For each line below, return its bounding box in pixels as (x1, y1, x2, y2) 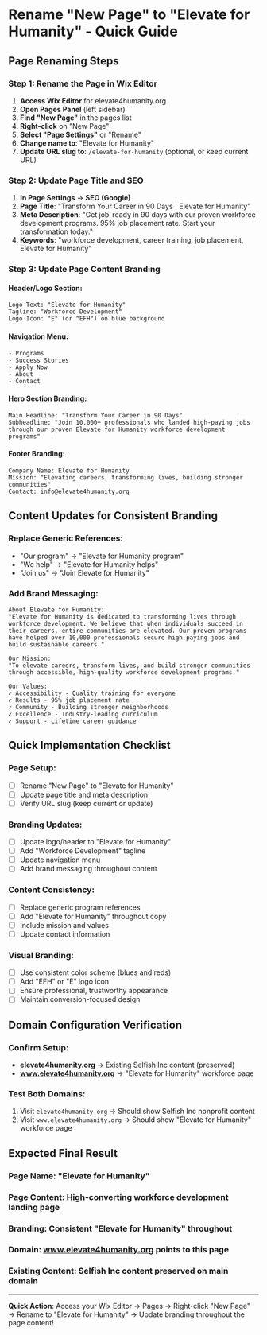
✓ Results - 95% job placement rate (8, 696, 130, 704)
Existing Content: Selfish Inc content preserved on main (8, 1266, 229, 1277)
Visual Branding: (8, 949, 74, 961)
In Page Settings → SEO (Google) (19, 193, 131, 203)
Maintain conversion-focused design (19, 995, 141, 1004)
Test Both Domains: (8, 1089, 86, 1100)
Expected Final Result (8, 1147, 118, 1160)
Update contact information (19, 929, 110, 939)
